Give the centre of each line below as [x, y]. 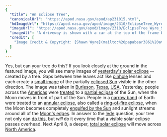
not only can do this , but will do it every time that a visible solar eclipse [78, 119]
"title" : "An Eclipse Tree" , [40, 14]
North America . [21, 129]
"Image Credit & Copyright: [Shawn [51, 42]
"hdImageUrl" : [24, 24]
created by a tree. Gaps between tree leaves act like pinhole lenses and [78, 76]
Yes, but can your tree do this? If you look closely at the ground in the [76, 66]
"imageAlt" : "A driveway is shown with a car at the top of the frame [84, 33]
